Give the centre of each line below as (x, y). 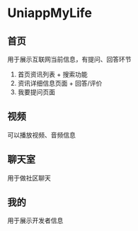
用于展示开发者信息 (35, 220)
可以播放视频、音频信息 (41, 135)
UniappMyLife (50, 13)
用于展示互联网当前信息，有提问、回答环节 (69, 59)
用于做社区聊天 (29, 178)
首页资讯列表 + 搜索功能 (52, 74)
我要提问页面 (36, 92)
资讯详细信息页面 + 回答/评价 (60, 83)
